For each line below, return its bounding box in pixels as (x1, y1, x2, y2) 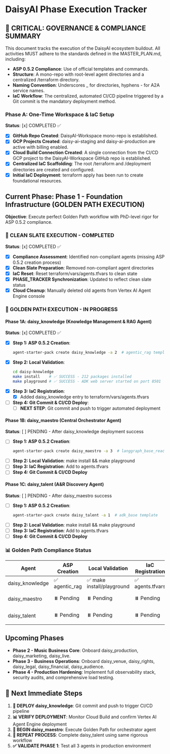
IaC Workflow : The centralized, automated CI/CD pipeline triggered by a (12, 93, 163, 99)
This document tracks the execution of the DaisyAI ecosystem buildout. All (5, 45, 160, 51)
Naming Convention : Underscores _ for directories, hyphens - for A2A (12, 82, 160, 88)
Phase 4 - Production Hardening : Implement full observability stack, (12, 669, 156, 675)
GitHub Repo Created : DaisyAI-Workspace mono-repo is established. (12, 133, 158, 139)
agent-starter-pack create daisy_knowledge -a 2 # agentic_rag (12, 350, 151, 355)
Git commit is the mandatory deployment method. (12, 98, 116, 104)
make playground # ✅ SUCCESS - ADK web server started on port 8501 (12, 379, 161, 384)
